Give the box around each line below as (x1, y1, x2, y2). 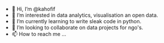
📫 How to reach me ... (11, 31, 66, 37)
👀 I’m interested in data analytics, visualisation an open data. (11, 12, 159, 19)
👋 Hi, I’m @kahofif (11, 6, 56, 12)
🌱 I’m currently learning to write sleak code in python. (11, 18, 142, 24)
